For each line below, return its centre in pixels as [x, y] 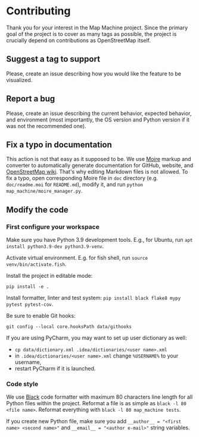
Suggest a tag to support [53, 59]
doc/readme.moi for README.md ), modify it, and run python [74, 184]
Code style [22, 384]
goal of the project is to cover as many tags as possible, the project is [91, 34]
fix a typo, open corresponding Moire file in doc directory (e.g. [82, 178]
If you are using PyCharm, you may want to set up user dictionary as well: [97, 338]
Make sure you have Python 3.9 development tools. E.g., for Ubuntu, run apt [99, 240]
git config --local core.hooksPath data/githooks [69, 327]
